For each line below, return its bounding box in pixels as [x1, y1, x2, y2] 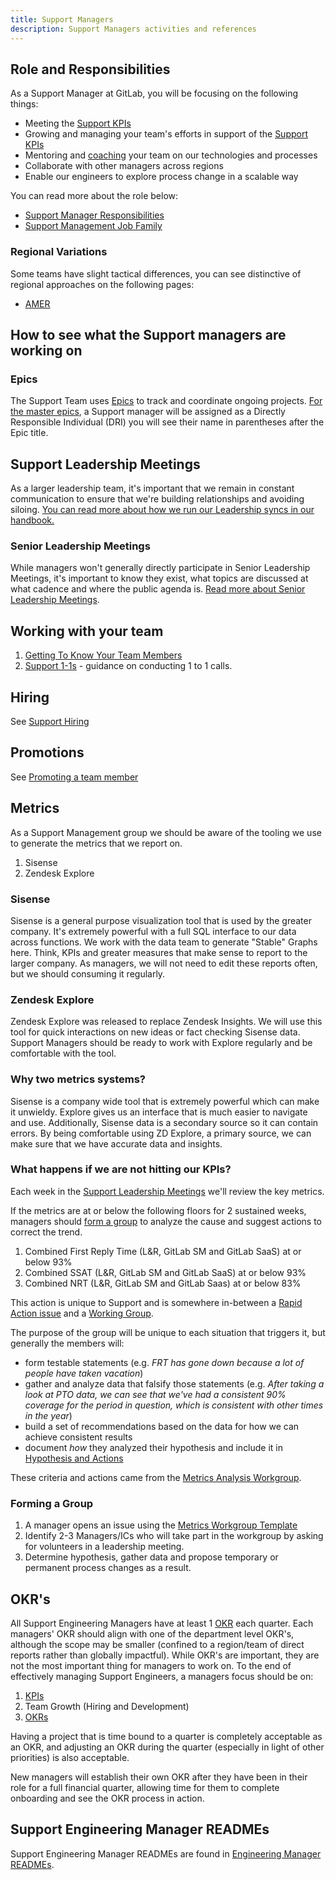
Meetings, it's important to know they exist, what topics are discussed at [10, 572, 309, 585]
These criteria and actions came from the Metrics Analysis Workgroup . [10, 1471, 302, 1483]
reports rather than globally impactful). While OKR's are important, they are [10, 1649, 320, 1661]
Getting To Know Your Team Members [24, 649, 183, 661]
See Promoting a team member [10, 771, 139, 783]
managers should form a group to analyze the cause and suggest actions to [10, 1215, 322, 1227]
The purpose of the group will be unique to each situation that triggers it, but [10, 1326, 326, 1338]
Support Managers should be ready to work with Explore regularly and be [10, 1037, 313, 1049]
